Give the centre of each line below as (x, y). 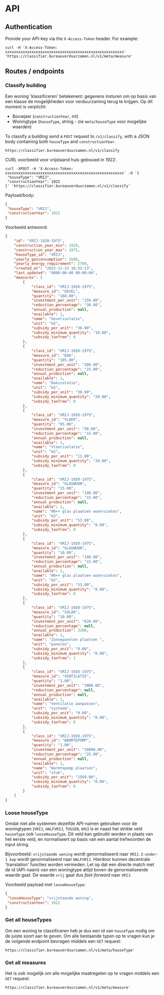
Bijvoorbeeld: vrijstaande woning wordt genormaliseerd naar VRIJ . (72, 854)
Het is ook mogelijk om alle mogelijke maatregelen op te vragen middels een (82, 973)
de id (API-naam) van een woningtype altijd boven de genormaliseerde (77, 870)
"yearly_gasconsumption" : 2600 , (47, 259)
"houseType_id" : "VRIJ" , (39, 254)
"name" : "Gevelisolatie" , (58, 319)
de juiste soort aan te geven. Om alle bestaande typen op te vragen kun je (80, 936)
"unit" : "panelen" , (51, 644)
